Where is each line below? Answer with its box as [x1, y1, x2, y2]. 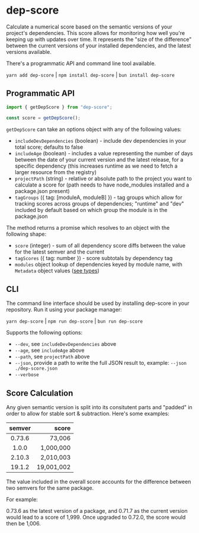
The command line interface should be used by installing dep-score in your [6, 300, 190, 307]
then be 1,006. [6, 520, 41, 527]
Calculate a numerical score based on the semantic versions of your [6, 23, 173, 30]
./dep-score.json [14, 365, 58, 372]
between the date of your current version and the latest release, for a [14, 156, 184, 163]
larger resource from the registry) [14, 168, 97, 175]
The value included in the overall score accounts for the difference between [6, 478, 191, 486]
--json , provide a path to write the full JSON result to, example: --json [14, 359, 187, 367]
